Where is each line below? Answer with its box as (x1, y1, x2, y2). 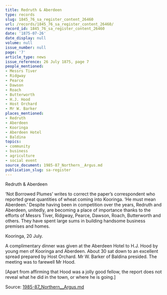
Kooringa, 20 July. (5, 233, 43, 239)
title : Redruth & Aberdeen (5, 7, 62, 13)
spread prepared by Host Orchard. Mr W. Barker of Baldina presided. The (5, 254, 157, 260)
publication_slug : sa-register (5, 167, 71, 173)
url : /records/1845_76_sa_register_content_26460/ (5, 21, 114, 27)
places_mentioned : (5, 111, 44, 116)
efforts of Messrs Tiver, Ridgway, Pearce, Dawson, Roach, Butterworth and (5, 213, 161, 219)
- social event (5, 158, 37, 163)
